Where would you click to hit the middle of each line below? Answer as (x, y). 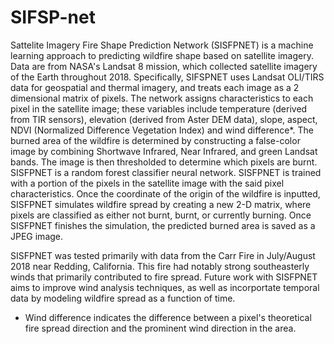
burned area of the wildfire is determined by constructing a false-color (155, 140)
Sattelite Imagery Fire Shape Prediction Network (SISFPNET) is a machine (162, 45)
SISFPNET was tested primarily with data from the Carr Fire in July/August (163, 255)
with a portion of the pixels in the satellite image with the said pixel (147, 183)
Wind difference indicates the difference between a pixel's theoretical (168, 317)
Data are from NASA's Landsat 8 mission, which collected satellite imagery (164, 66)
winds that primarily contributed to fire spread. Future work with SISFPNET (164, 277)
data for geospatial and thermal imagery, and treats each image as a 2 (155, 87)
